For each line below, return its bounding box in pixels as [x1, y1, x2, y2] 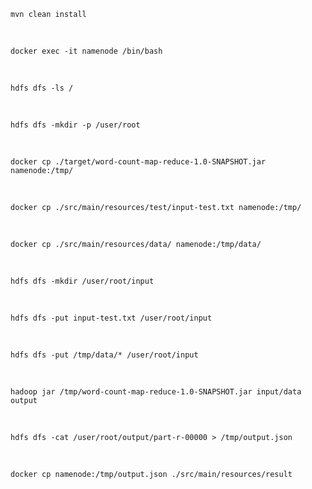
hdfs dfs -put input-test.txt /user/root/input [10, 313, 213, 323]
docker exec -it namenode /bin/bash [10, 46, 163, 56]
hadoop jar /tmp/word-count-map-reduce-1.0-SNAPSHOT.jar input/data [10, 387, 302, 397]
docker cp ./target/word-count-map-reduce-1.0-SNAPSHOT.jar [10, 157, 267, 167]
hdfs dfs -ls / [10, 83, 74, 93]
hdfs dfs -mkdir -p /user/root [10, 120, 141, 130]
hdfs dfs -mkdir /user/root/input [10, 276, 155, 286]
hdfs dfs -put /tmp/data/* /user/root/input [10, 350, 199, 360]
